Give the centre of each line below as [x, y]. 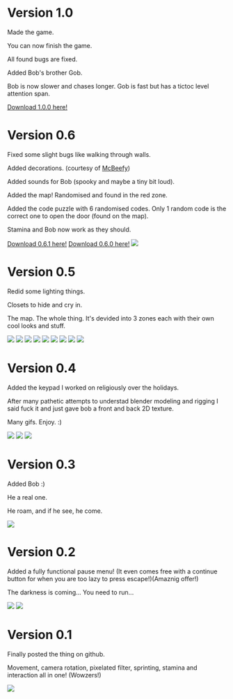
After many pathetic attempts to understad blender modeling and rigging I [113, 401]
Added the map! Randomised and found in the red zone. [88, 195]
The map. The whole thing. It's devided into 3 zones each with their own [111, 318]
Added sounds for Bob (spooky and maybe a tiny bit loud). [91, 181]
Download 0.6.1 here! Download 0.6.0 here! [69, 244]
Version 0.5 [41, 272]
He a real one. [27, 497]
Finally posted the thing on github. [56, 654]
